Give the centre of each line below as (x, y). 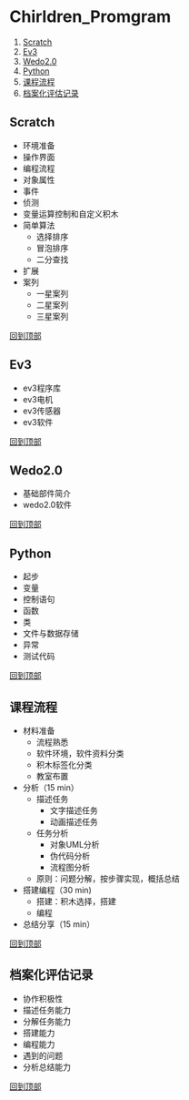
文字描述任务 (74, 810)
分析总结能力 (46, 1066)
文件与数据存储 (50, 634)
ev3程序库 (42, 388)
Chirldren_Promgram (90, 17)
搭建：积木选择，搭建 (76, 901)
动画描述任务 (74, 822)
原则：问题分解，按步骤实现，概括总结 (108, 879)
